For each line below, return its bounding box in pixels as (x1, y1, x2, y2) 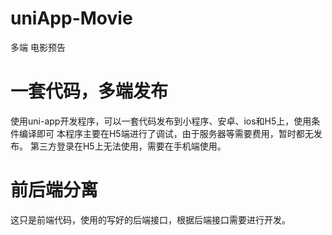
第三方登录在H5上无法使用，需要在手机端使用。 (29, 140, 227, 152)
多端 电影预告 (10, 41, 66, 53)
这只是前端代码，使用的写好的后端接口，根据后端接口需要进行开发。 (10, 213, 291, 226)
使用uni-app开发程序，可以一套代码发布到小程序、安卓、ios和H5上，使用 (10, 115, 312, 127)
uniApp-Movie (10, 7, 133, 30)
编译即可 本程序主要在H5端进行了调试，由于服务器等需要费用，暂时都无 (18, 127, 314, 139)
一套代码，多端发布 (10, 80, 169, 103)
